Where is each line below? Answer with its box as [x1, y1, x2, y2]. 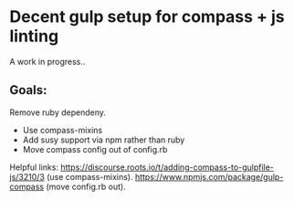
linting [9, 26, 59, 47]
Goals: [9, 82, 47, 98]
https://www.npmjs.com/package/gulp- [134, 171, 284, 182]
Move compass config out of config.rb [22, 143, 168, 154]
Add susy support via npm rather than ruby [22, 134, 185, 145]
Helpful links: [9, 162, 59, 173]
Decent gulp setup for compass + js [9, 6, 285, 27]
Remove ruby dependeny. [9, 107, 107, 118]
